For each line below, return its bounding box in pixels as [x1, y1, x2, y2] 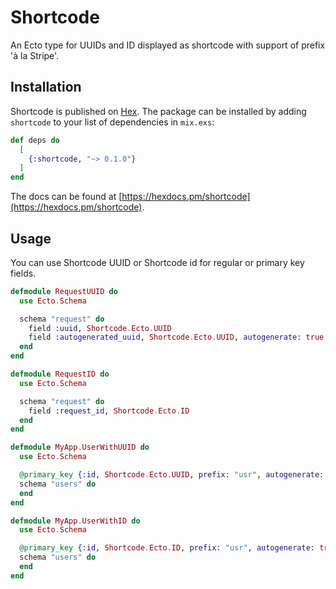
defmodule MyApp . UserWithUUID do [10, 442, 150, 453]
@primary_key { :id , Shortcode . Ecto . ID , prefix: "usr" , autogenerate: [19, 543, 315, 553]
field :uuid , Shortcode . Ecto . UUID [28, 323, 172, 333]
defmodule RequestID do [10, 369, 110, 380]
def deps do [10, 135, 60, 145]
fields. [10, 267, 37, 279]
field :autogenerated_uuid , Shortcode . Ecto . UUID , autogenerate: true [28, 332, 325, 343]
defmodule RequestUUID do [10, 286, 118, 296]
